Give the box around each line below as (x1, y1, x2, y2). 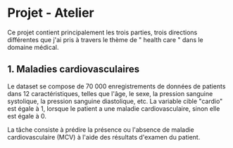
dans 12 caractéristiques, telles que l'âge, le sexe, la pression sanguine (7, 89, 213, 97)
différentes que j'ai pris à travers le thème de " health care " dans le (7, 35, 204, 43)
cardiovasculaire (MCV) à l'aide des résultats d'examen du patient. (7, 133, 201, 141)
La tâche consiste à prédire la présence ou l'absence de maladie (7, 125, 195, 134)
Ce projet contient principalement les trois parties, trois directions (7, 28, 198, 36)
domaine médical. (7, 43, 59, 51)
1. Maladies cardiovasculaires (7, 63, 140, 75)
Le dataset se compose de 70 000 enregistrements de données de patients (7, 82, 226, 90)
